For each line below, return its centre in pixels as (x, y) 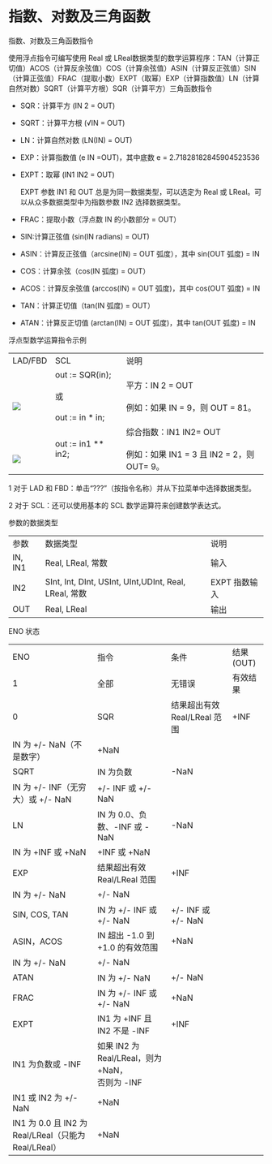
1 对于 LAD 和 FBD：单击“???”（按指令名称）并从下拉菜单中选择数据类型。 (132, 488)
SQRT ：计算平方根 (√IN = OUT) (72, 123)
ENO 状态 (24, 631)
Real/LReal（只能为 (49, 1135)
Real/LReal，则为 (130, 1058)
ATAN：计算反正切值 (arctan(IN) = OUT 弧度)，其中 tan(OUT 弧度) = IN (138, 322)
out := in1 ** (80, 443)
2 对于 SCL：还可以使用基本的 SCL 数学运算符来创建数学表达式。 (117, 505)
